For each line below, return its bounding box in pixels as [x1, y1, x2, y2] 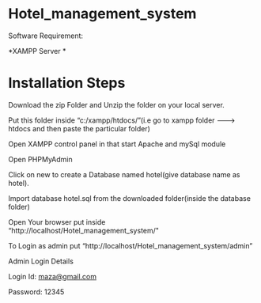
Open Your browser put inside [8, 217, 106, 226]
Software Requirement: [8, 31, 84, 40]
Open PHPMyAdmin [8, 154, 73, 164]
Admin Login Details [8, 256, 74, 266]
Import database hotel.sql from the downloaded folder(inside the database [8, 193, 252, 203]
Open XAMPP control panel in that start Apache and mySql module [8, 139, 226, 149]
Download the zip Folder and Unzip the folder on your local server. [8, 100, 225, 109]
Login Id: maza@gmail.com [8, 271, 97, 281]
